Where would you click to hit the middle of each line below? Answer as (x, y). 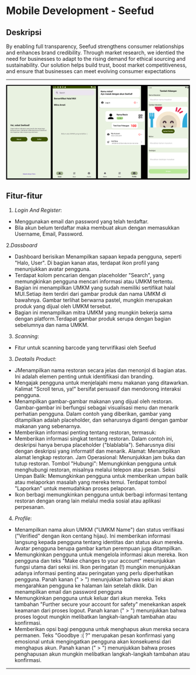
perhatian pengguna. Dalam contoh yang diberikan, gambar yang (93, 414)
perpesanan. (30, 507)
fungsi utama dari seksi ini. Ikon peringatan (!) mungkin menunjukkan (97, 567)
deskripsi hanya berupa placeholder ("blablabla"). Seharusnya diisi (94, 445)
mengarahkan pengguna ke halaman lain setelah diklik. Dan (86, 586)
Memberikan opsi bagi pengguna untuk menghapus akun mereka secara (102, 629)
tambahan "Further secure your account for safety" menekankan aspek (100, 604)
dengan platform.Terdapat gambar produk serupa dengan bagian (92, 318)
